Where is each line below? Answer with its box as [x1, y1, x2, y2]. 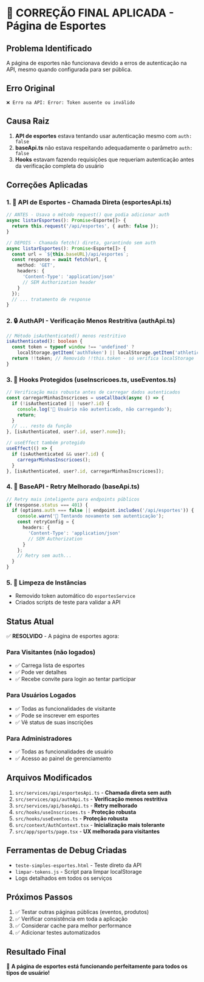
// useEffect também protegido [6, 440, 86, 446]
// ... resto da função [12, 423, 72, 429]
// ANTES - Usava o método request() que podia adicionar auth [6, 212, 170, 218]
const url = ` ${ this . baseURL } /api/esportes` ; [12, 251, 129, 257]
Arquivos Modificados [6, 773, 92, 783]
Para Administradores [6, 734, 72, 742]
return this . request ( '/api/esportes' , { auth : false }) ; [12, 223, 159, 229]
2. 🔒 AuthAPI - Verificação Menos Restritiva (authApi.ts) [6, 317, 175, 325]
